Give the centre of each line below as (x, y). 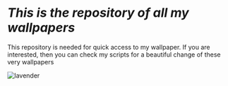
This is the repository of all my (98, 13)
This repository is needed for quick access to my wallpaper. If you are (109, 47)
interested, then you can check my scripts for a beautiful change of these (114, 55)
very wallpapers (31, 62)
